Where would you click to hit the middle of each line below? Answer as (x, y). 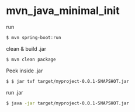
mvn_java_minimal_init (63, 11)
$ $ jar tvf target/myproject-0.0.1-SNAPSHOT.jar (68, 81)
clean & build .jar (26, 48)
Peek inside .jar (25, 71)
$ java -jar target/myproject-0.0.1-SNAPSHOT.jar (68, 103)
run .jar (15, 92)
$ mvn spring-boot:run (34, 37)
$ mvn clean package (31, 60)
